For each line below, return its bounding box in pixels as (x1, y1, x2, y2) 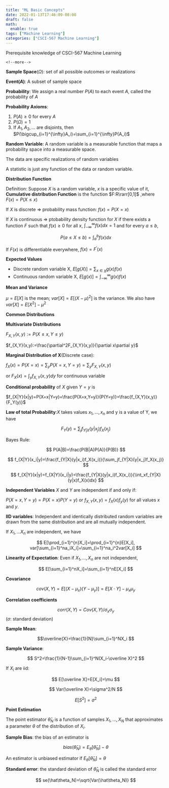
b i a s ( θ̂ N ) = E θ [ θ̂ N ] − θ (63, 744, 109, 751)
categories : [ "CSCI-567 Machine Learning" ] (6, 36, 99, 41)
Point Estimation (6, 707, 41, 713)
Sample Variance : (6, 645, 44, 652)
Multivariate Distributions (6, 321, 61, 327)
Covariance (6, 576, 31, 582)
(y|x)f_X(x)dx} (67, 477, 97, 483)
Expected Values (6, 256, 42, 262)
